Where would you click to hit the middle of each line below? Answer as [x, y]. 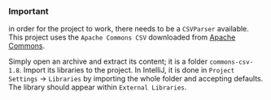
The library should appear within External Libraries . [98, 87]
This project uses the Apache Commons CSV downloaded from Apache [122, 37]
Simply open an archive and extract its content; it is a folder [108, 61]
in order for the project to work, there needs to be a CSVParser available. [129, 29]
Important [28, 11]
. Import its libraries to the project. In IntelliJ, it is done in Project [127, 70]
